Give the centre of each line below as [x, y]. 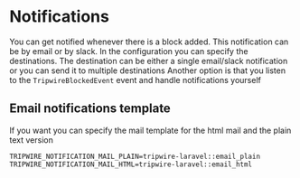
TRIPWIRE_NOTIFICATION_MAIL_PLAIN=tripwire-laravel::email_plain [135, 156]
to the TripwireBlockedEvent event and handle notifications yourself [136, 80]
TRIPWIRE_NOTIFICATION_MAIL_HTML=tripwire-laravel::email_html [131, 164]
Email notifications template [90, 109]
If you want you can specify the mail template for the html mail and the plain [150, 130]
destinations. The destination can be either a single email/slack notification [149, 61]
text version [32, 140]
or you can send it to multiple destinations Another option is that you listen [148, 70]
